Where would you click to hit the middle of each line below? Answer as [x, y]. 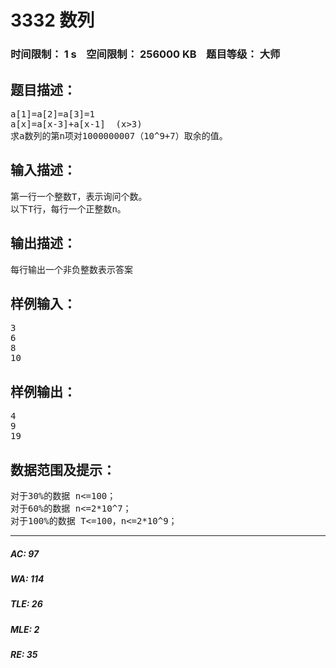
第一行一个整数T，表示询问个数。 [79, 196]
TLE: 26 [26, 604]
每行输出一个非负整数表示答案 [71, 269]
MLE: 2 [25, 629]
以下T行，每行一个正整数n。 [68, 209]
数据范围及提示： [63, 469]
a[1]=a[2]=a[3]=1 [52, 114]
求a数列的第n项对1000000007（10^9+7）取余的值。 [119, 135]
